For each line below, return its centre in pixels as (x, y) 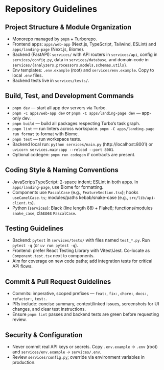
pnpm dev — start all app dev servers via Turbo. (59, 108)
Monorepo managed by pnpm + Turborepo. (54, 39)
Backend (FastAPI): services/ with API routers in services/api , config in (85, 54)
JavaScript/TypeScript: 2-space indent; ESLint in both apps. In (75, 182)
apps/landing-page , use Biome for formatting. (58, 187)
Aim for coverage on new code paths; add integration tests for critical (82, 261)
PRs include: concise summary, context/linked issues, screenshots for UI (85, 304)
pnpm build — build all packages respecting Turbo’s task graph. (76, 123)
